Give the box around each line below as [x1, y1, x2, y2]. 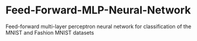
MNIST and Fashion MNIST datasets [5, 29, 94, 36]
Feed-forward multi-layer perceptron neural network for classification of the [5, 23, 192, 30]
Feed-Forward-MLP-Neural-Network [5, 4, 191, 17]
